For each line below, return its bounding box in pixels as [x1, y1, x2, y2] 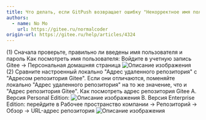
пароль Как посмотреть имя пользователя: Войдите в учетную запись [6, 55, 192, 62]
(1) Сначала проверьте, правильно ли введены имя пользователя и [6, 48, 183, 56]
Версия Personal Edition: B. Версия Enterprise [6, 94, 195, 102]
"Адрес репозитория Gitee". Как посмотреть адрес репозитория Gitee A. [6, 88, 197, 95]
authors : [6, 15, 29, 21]
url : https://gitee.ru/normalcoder [17, 26, 109, 32]
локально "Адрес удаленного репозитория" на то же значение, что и [6, 81, 187, 89]
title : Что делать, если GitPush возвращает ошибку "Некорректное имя [6, 9, 191, 15]
